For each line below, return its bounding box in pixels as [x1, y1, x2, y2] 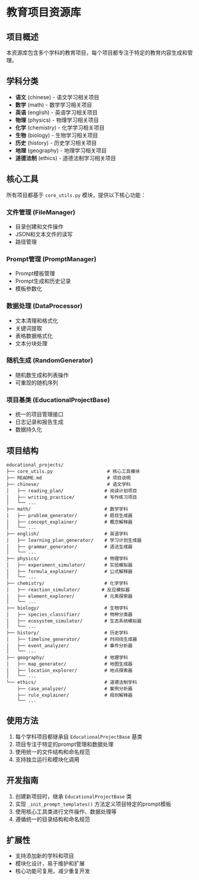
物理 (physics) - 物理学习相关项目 [15, 116, 99, 124]
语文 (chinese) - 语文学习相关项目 [15, 93, 99, 100]
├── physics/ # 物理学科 [6, 555, 128, 561]
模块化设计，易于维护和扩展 [15, 860, 85, 867]
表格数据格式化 [15, 332, 53, 339]
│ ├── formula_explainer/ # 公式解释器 [6, 568, 133, 574]
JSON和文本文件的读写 [15, 230, 73, 238]
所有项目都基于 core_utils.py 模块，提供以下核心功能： [6, 191, 146, 199]
